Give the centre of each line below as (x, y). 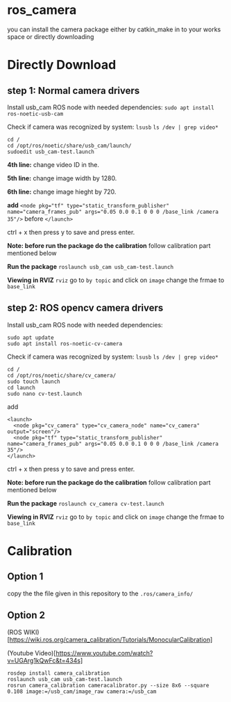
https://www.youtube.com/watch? (104, 653)
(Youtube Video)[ (32, 653)
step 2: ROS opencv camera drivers (85, 308)
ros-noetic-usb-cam (35, 114)
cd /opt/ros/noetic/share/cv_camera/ (62, 375)
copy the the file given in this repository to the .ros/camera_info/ (100, 593)
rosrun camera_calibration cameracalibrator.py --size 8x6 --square (108, 685)
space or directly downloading (51, 36)
